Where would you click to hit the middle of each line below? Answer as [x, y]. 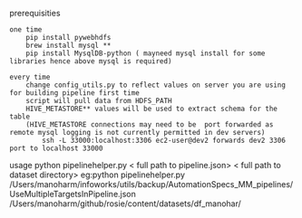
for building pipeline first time [75, 93]
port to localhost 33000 [56, 148]
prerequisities [35, 13]
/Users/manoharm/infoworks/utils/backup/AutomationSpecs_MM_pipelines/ [151, 184]
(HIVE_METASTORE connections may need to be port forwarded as [150, 125]
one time [26, 30]
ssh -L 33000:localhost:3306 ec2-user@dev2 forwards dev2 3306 [164, 140]
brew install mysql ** [68, 45]
